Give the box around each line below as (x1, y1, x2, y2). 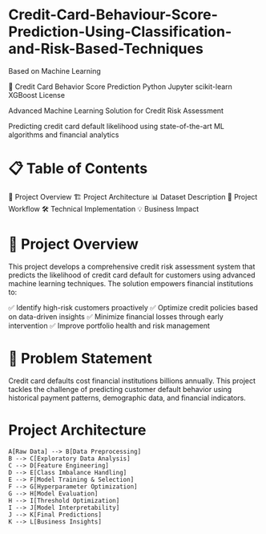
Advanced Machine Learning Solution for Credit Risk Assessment (8, 106, 224, 115)
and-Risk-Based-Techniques (8, 40, 204, 58)
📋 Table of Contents (8, 160, 148, 178)
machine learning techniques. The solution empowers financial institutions (8, 278, 254, 288)
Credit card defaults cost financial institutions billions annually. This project (8, 375, 256, 386)
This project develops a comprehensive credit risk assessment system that (8, 261, 256, 271)
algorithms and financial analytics (8, 130, 119, 140)
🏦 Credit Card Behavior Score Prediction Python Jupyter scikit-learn (8, 82, 232, 91)
